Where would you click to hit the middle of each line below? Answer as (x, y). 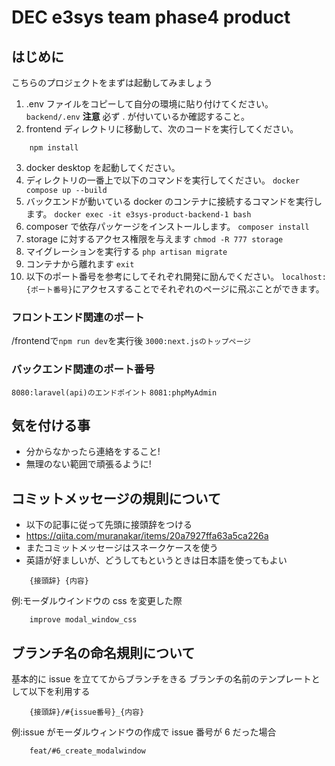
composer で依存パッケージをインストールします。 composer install (167, 226)
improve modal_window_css (83, 620)
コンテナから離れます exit (80, 264)
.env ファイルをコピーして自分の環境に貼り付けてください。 (149, 104)
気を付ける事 (51, 425)
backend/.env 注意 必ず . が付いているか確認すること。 (138, 116)
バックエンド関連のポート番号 (83, 369)
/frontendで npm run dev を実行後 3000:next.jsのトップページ (131, 341)
